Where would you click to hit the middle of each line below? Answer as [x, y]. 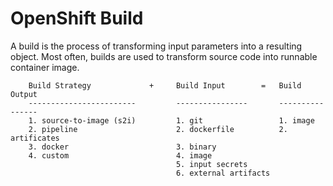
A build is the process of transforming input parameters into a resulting [156, 46]
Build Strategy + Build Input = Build [165, 85]
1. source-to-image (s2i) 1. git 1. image [171, 120]
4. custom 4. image [120, 155]
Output [24, 94]
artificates [35, 138]
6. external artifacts [223, 173]
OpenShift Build [77, 18]
